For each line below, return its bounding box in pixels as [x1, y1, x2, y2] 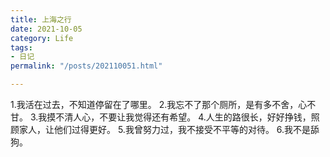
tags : [10, 42, 33, 53]
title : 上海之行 [10, 14, 72, 25]
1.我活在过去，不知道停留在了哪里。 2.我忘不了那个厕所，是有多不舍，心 [10, 99, 308, 110]
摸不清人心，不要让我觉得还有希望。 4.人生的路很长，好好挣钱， [46, 111, 312, 123]
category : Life [10, 33, 74, 43]
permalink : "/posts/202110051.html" [10, 61, 163, 71]
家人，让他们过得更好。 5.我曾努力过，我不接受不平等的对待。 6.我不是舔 [18, 124, 320, 135]
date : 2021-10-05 [10, 24, 83, 34]
